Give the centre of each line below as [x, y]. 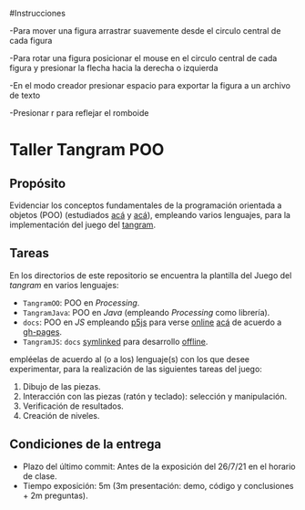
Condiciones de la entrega [86, 445]
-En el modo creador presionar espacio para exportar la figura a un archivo [150, 85]
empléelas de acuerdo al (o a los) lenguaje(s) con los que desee [130, 359]
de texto [25, 95]
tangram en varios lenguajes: [64, 285]
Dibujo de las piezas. [62, 386]
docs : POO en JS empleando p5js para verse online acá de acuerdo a [152, 322]
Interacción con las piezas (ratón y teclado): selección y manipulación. [155, 396]
